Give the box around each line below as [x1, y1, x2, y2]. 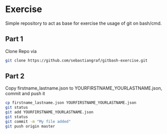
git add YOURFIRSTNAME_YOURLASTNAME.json [5, 110, 94, 115]
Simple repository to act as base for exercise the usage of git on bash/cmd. [5, 20, 162, 26]
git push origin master [5, 123, 55, 129]
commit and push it [5, 91, 45, 97]
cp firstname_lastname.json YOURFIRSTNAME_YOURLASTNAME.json [5, 100, 137, 105]
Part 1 [5, 35, 24, 43]
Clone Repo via [5, 48, 37, 54]
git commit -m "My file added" [5, 119, 71, 124]
